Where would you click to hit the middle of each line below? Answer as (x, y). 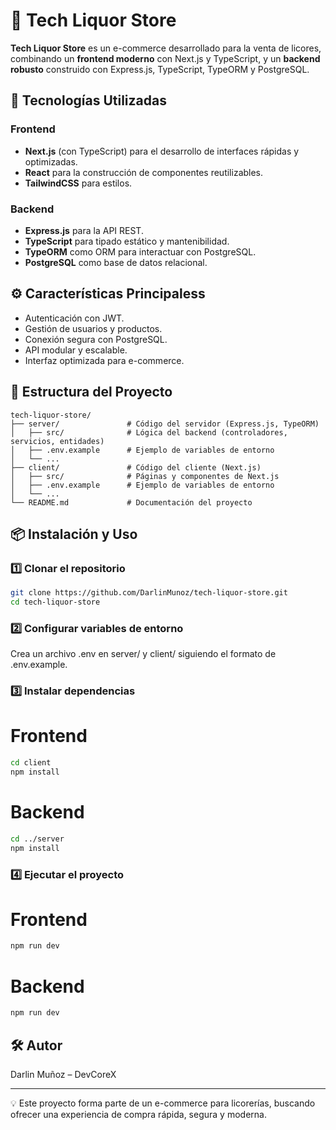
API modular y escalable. (76, 350)
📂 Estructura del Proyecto (91, 392)
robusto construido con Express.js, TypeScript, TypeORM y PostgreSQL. (160, 69)
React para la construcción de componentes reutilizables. (144, 172)
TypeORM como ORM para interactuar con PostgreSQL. (140, 251)
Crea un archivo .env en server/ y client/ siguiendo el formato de (143, 654)
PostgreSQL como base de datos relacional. (116, 262)
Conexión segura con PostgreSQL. (96, 339)
